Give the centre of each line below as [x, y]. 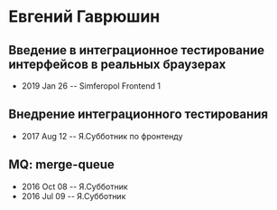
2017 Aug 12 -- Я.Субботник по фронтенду [102, 136]
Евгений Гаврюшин [84, 17]
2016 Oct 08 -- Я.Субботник [74, 186]
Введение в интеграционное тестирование [137, 50]
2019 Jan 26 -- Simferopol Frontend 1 [91, 86]
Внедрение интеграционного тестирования [138, 115]
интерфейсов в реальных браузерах [117, 64]
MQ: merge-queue [61, 165]
